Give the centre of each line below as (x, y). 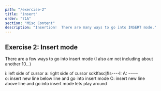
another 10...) (18, 64)
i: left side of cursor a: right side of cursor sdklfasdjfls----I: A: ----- (72, 73)
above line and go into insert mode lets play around (56, 83)
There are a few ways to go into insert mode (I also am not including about (79, 59)
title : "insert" (21, 14)
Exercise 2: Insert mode (42, 47)
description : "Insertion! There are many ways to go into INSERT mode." (81, 28)
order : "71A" (18, 18)
